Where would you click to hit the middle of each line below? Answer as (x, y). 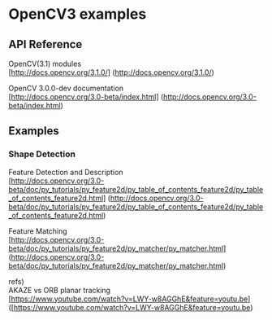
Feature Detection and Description (66, 172)
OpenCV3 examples (78, 14)
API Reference (45, 44)
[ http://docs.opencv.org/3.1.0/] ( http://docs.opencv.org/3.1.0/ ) (112, 72)
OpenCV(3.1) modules (45, 64)
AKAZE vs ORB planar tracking (60, 290)
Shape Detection (42, 154)
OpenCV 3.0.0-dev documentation (66, 88)
